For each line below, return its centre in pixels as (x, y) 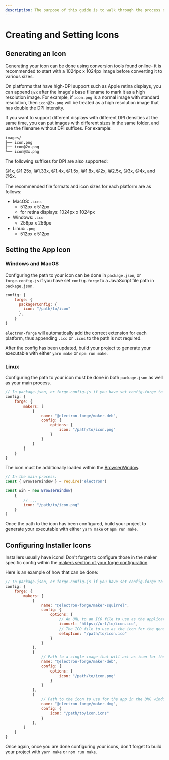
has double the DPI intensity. (35, 108)
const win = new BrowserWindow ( (39, 491)
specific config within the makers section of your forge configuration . (77, 563)
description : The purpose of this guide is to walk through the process (83, 10)
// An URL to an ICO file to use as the (102, 619)
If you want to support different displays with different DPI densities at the (82, 117)
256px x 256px (35, 223)
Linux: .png (24, 229)
